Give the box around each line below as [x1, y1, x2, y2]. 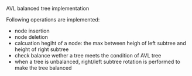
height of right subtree [14, 46, 69, 53]
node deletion [14, 34, 49, 40]
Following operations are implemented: [6, 16, 100, 23]
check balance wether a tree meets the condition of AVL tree [14, 52, 162, 59]
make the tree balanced [14, 64, 72, 71]
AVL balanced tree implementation [6, 5, 90, 12]
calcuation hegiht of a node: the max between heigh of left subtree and [14, 40, 186, 46]
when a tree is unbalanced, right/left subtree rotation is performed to [14, 58, 180, 65]
